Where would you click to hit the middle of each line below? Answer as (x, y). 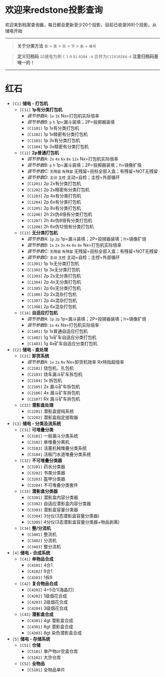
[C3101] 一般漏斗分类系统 (53, 436)
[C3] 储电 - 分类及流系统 (37, 423)
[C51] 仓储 (30, 645)
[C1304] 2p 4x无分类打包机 (54, 282)
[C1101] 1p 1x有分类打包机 (53, 128)
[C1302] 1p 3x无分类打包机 (53, 269)
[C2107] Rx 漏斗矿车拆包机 (54, 399)
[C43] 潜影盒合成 (37, 614)
